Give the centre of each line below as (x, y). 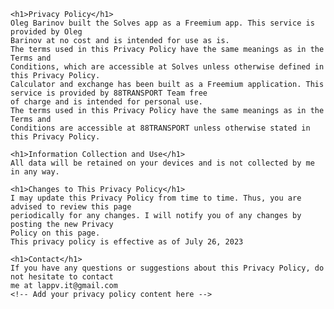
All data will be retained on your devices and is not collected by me (162, 163)
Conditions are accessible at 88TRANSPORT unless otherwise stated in (160, 128)
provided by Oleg (46, 32)
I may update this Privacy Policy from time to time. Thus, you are (156, 198)
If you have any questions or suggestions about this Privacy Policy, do (167, 268)
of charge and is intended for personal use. (106, 102)
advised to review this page (71, 207)
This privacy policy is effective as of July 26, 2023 (127, 242)
